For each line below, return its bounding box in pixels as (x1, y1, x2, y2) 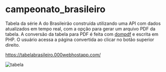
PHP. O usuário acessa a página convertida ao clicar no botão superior (5, 37, 154, 43)
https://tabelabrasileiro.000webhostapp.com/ (5, 52, 101, 58)
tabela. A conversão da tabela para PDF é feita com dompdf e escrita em (5, 31, 159, 37)
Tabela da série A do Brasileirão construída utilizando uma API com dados (5, 20, 161, 26)
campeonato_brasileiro (5, 4, 106, 15)
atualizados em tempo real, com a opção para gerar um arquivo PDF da (5, 25, 156, 31)
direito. (5, 42, 20, 48)
